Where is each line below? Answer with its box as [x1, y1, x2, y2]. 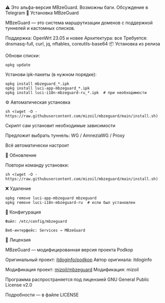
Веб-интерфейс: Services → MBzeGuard [5, 228, 86, 233]
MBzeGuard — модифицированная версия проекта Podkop [5, 247, 133, 252]
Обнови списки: [5, 53, 40, 58]
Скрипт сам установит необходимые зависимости [5, 123, 116, 128]
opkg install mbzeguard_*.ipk [5, 81, 70, 86]
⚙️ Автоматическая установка [5, 99, 70, 105]
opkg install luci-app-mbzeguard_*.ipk [5, 86, 90, 91]
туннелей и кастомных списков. [5, 25, 75, 31]
